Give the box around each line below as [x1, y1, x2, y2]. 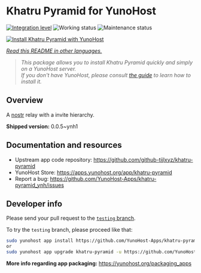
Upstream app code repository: [14, 156, 93, 163]
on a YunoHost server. [20, 65, 77, 72]
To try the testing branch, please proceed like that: [6, 226, 133, 233]
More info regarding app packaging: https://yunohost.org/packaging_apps [6, 260, 192, 267]
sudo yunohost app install [6, 238, 74, 244]
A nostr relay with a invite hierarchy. [6, 111, 95, 118]
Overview [6, 95, 44, 105]
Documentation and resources [6, 140, 122, 150]
